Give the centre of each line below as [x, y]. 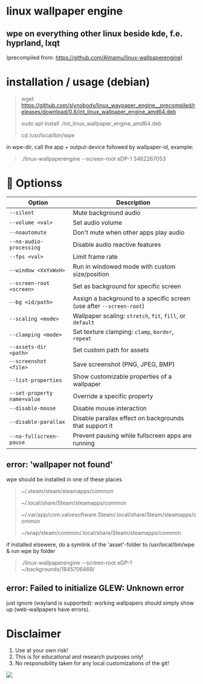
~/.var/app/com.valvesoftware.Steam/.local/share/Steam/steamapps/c [109, 514]
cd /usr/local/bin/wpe [48, 135]
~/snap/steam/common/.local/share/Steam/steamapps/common [101, 532]
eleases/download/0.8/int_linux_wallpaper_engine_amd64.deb [98, 112]
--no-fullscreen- [34, 436]
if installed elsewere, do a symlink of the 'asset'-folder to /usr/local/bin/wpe [101, 545]
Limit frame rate [95, 256]
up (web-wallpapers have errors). [48, 609]
